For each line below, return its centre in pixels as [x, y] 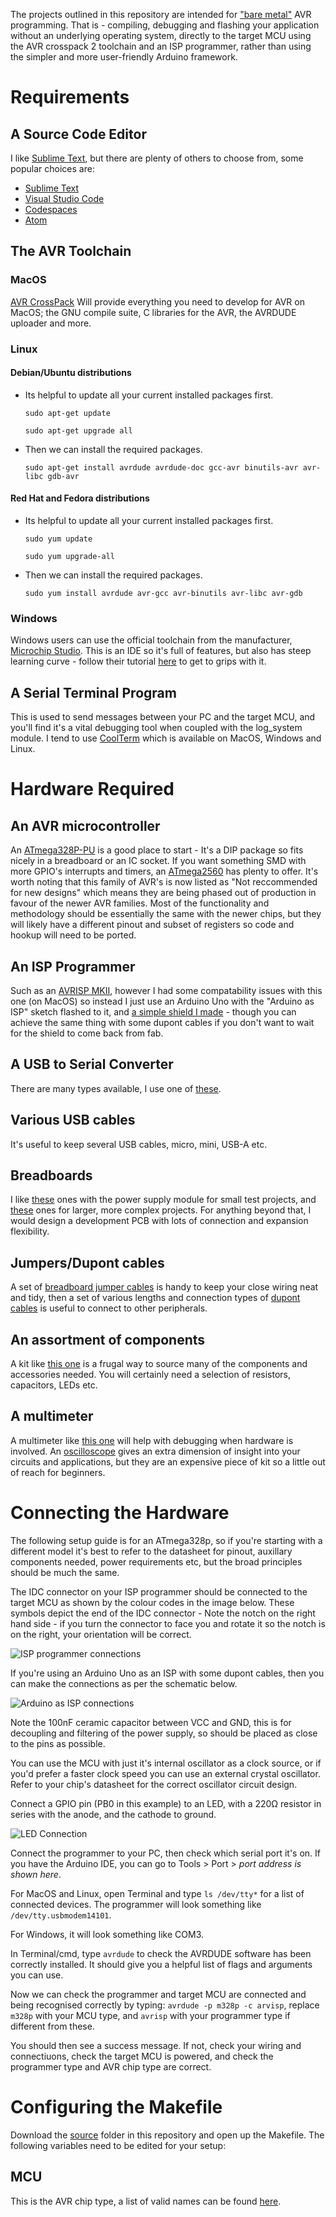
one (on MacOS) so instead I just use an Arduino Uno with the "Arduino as [162, 1001]
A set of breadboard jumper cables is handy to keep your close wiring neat [164, 1287]
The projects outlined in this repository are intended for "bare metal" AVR [161, 14]
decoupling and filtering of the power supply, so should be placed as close [164, 1733]
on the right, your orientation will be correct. [101, 1634]
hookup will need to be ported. [73, 935]
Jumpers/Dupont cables [87, 1262]
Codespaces [51, 209]
